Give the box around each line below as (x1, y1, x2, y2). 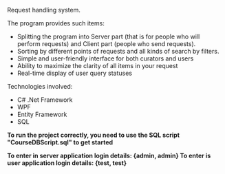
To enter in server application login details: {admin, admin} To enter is (7, 151, 211, 160)
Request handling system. (7, 6, 81, 14)
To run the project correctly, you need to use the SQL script (7, 131, 180, 139)
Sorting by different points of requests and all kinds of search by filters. (17, 47, 219, 55)
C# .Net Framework (17, 96, 74, 104)
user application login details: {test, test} (7, 159, 127, 167)
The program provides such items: (7, 19, 105, 27)
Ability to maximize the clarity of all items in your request (17, 62, 178, 69)
